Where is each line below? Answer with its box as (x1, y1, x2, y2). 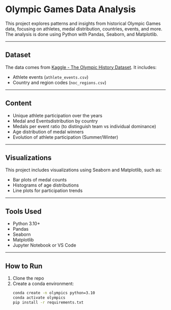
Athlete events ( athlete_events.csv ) (12, 74, 89, 80)
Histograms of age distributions (12, 182, 79, 189)
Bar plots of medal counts (12, 177, 67, 183)
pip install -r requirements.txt (12, 300, 84, 305)
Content (5, 99, 32, 108)
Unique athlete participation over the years (12, 112, 103, 118)
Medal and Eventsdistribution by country (12, 118, 98, 124)
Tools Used (5, 207, 42, 215)
